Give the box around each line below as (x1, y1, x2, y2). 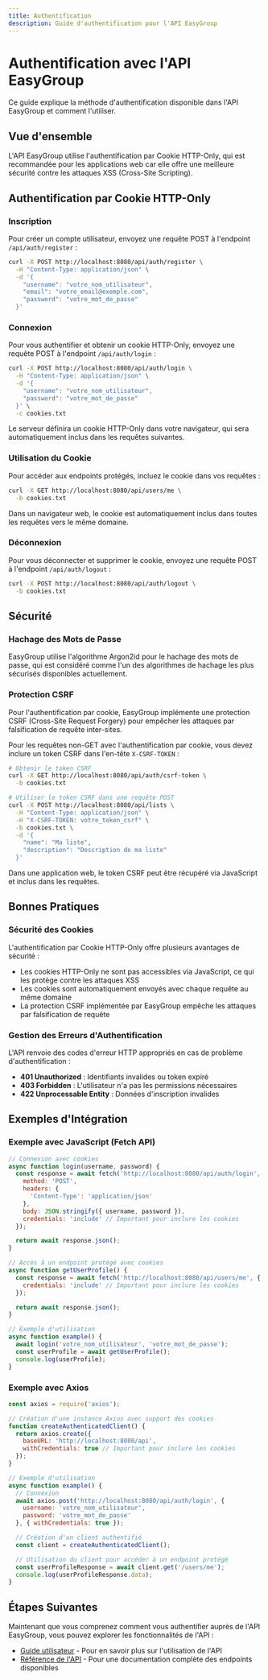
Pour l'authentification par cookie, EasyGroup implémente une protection (8, 707, 250, 717)
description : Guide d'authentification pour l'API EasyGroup (8, 19, 218, 27)
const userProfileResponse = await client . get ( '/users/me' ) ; (15, 1563, 225, 1571)
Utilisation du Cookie (8, 453, 92, 464)
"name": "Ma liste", (23, 838, 92, 846)
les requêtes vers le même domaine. (8, 517, 129, 527)
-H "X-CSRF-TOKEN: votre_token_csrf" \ (15, 816, 150, 824)
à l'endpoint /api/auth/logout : (8, 564, 111, 573)
